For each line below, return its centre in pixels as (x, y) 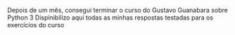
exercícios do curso (36, 25)
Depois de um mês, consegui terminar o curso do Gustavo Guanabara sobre (118, 10)
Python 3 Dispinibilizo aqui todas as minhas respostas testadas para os (110, 17)
